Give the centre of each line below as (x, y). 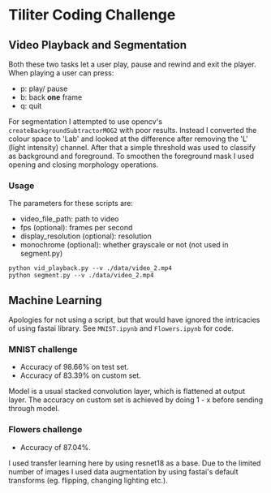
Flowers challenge (45, 430)
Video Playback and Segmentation (98, 45)
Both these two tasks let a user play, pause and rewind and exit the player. (133, 64)
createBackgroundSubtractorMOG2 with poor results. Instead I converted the (133, 130)
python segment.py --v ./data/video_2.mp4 (81, 276)
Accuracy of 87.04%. (56, 447)
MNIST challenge (43, 349)
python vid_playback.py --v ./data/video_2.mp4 (90, 268)
